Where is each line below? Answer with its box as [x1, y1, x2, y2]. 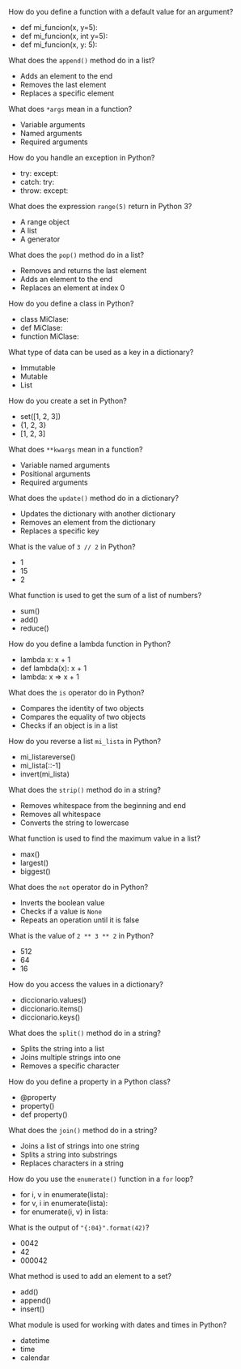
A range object [19, 217, 70, 226]
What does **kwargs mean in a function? [8, 445, 143, 454]
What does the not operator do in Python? [8, 883, 148, 892]
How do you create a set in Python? [8, 396, 127, 405]
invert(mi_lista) [19, 769, 70, 779]
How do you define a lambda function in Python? [8, 640, 171, 648]
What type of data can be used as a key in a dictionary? [8, 348, 194, 357]
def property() [19, 1110, 68, 1119]
